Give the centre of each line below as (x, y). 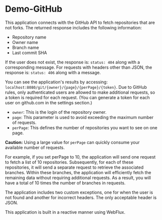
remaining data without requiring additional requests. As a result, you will (78, 178)
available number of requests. (35, 147)
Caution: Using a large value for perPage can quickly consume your (72, 142)
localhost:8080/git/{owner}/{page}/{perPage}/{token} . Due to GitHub (76, 87)
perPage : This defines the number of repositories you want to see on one (85, 127)
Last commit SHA (29, 53)
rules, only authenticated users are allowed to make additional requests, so (80, 92)
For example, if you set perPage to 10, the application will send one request (80, 157)
